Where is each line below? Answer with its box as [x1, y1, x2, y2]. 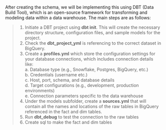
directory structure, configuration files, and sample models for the [24, 30, 161, 35]
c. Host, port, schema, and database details [24, 77, 115, 83]
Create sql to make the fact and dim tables [24, 119, 112, 125]
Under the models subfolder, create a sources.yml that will [24, 98, 147, 104]
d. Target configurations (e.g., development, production [24, 82, 139, 88]
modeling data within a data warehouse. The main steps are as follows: [5, 15, 151, 20]
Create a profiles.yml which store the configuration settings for [24, 51, 156, 57]
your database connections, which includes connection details [24, 56, 154, 62]
